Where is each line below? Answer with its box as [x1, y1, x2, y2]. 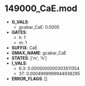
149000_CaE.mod [4, 3, 78, 14]
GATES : [11, 29, 28, 35]
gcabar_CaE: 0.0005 [18, 24, 60, 30]
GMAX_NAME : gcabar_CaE [11, 50, 67, 56]
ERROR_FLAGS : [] [11, 76, 48, 82]
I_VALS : [11, 60, 28, 66]
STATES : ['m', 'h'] [11, 55, 47, 61]
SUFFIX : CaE [11, 45, 38, 51]
